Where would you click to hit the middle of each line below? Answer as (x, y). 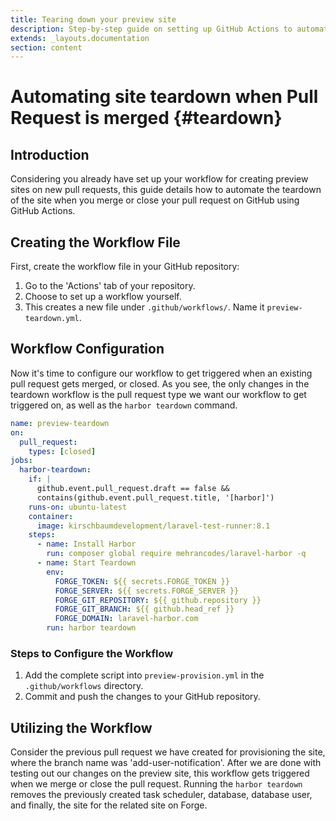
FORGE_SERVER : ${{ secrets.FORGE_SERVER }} (147, 591)
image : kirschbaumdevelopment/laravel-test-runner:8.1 (153, 526)
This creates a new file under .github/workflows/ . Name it (144, 307)
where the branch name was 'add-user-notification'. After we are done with (166, 763)
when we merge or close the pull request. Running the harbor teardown (156, 784)
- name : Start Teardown (86, 563)
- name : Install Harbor (86, 544)
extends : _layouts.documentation (80, 38)
